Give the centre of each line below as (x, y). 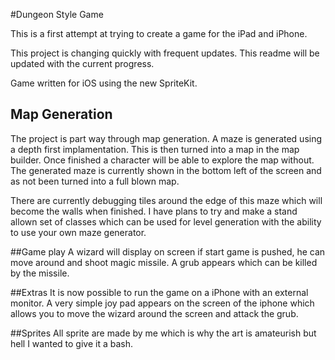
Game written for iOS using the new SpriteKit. (104, 83)
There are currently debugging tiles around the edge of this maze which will (166, 200)
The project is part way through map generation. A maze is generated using (166, 138)
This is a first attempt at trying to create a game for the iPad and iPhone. (159, 33)
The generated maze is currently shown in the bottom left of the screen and (166, 170)
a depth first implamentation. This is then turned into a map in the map (155, 149)
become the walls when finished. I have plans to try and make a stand (154, 211)
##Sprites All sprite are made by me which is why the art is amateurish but (163, 333)
